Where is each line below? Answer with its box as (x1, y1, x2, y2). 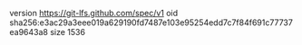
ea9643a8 (9, 27, 48, 37)
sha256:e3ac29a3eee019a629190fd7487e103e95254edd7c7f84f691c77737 (9, 17, 293, 28)
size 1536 (49, 27, 86, 37)
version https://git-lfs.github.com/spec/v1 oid (9, 8, 179, 18)
